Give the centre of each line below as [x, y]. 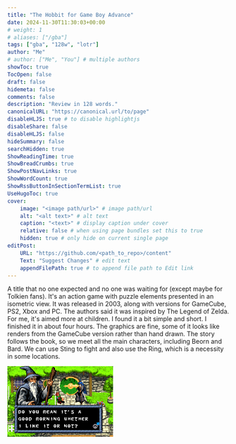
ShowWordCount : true [38, 179]
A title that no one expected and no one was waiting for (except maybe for [115, 289]
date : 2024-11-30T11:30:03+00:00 [56, 22]
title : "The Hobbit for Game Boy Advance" [70, 15]
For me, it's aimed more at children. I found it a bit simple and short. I [107, 319]
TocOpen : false [30, 74]
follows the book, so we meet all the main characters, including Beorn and [114, 342]
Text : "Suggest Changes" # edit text [75, 260]
